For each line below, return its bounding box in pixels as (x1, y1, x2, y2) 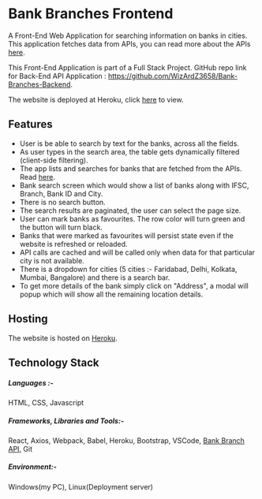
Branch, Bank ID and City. (19, 188, 103, 198)
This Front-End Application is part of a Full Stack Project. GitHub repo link (8, 62, 247, 72)
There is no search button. (19, 197, 107, 207)
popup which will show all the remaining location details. (19, 289, 204, 299)
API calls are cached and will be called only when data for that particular (19, 248, 255, 257)
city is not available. (19, 255, 84, 265)
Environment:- (8, 462, 58, 471)
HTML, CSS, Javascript (8, 397, 84, 407)
